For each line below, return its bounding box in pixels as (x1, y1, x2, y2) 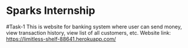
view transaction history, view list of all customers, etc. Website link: (6, 29, 172, 36)
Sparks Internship (6, 4, 96, 17)
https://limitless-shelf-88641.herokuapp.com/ (6, 35, 116, 42)
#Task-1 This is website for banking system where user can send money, (6, 23, 182, 30)
